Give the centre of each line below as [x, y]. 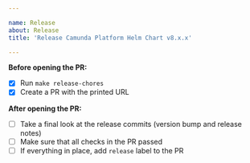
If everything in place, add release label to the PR [102, 150]
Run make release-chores [62, 83]
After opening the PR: [45, 108]
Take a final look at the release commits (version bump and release [131, 124]
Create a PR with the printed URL [75, 92]
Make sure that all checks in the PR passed [91, 141]
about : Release [34, 30]
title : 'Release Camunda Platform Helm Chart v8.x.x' [100, 38]
